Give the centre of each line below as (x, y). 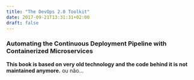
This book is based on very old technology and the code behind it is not (97, 64)
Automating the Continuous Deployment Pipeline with (86, 44)
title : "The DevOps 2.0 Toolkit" (48, 12)
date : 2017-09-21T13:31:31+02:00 (48, 17)
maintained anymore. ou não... (45, 70)
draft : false (23, 23)
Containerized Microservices (50, 51)
